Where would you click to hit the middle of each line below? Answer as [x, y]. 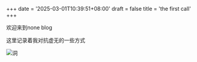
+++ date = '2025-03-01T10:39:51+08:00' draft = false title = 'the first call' [98, 9]
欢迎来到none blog [29, 27]
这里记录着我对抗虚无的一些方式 [46, 40]
